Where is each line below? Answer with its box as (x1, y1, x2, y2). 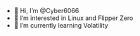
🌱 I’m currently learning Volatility (13, 21, 108, 29)
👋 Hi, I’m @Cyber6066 (13, 7, 79, 15)
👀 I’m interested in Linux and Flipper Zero (13, 14, 134, 22)
